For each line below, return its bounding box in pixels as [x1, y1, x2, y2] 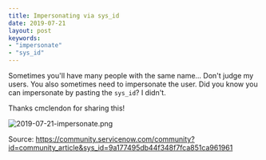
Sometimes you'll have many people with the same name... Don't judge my [8, 71, 254, 80]
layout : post [8, 26, 52, 34]
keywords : [8, 34, 42, 42]
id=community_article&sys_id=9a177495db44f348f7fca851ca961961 [8, 143, 233, 152]
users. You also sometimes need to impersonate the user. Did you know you [8, 79, 258, 89]
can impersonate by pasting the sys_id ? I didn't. [8, 88, 166, 97]
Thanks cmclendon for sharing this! [8, 103, 125, 113]
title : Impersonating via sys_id [8, 11, 120, 20]
